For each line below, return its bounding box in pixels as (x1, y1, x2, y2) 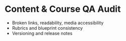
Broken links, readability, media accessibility (12, 20, 104, 26)
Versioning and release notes (12, 30, 73, 36)
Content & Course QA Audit (5, 3, 121, 15)
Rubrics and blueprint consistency (12, 25, 83, 31)
